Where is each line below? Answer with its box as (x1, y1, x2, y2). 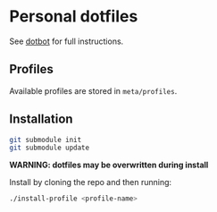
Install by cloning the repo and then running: (9, 177, 172, 188)
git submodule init (9, 135, 82, 144)
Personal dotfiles (9, 6, 138, 27)
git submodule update (9, 143, 90, 153)
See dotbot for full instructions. (9, 36, 124, 47)
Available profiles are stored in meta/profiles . (9, 85, 178, 96)
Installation (9, 112, 73, 127)
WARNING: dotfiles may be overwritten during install (9, 159, 209, 171)
